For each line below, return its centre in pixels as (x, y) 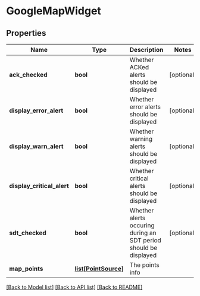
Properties (26, 33)
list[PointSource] (99, 269)
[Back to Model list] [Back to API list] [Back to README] (74, 287)
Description (146, 50)
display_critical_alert (39, 186)
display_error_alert (36, 110)
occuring (142, 225)
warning (141, 139)
